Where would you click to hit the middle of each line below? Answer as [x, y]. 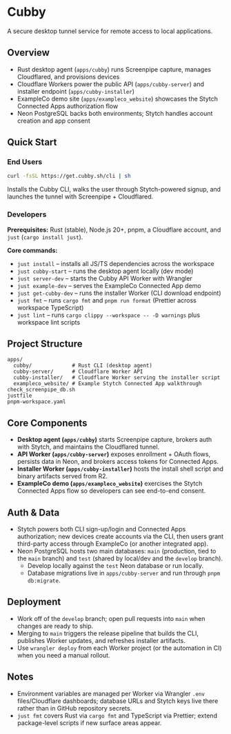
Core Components [47, 423]
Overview [29, 53]
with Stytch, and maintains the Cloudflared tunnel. [88, 447]
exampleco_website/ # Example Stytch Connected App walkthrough [108, 384]
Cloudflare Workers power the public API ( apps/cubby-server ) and [111, 84]
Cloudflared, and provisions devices [68, 77]
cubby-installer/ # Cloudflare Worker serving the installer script [117, 378]
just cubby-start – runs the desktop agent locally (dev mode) [105, 271]
